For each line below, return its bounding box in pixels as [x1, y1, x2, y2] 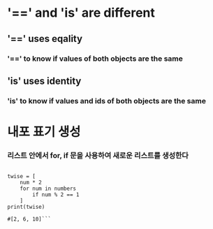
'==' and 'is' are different [7, 5, 156, 21]
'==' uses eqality [7, 33, 82, 45]
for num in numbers [20, 185, 77, 193]
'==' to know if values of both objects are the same [7, 54, 183, 64]
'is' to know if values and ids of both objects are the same [7, 96, 206, 105]
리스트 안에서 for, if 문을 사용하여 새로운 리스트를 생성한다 [7, 150, 189, 160]
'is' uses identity [7, 75, 82, 87]
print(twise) [7, 204, 45, 211]
